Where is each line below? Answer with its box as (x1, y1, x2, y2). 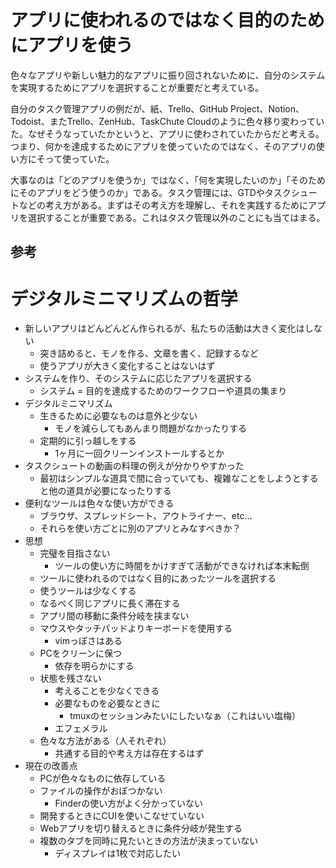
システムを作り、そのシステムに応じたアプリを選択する (24, 372, 253, 385)
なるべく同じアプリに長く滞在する (39, 597, 181, 610)
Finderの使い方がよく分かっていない (54, 797, 203, 810)
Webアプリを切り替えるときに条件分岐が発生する (39, 822, 243, 835)
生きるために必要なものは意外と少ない (39, 410, 198, 422)
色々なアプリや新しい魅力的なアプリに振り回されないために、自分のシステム (10, 69, 326, 81)
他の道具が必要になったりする (48, 485, 172, 497)
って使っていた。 (44, 152, 115, 165)
